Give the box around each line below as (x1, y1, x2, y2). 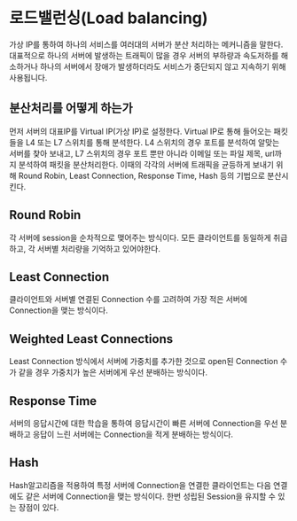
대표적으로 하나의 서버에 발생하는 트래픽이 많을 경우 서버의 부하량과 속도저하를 (9, 50, 279, 60)
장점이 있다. (18, 502, 59, 512)
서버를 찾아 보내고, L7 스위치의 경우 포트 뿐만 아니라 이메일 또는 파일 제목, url (9, 148, 275, 159)
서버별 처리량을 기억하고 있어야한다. (36, 243, 161, 253)
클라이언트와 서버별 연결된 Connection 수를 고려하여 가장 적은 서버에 (9, 294, 248, 305)
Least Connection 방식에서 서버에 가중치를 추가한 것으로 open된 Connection (9, 356, 278, 367)
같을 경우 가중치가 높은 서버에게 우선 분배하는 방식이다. (18, 367, 208, 377)
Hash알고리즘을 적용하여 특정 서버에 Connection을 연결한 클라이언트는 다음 (9, 479, 272, 490)
